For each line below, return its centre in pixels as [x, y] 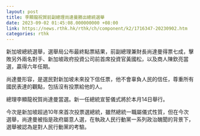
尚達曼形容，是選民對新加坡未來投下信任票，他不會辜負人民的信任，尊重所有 [100, 79]
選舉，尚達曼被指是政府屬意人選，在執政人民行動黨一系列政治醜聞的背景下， [100, 119]
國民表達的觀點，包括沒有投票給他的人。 [56, 86]
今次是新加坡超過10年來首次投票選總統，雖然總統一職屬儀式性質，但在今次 [98, 112]
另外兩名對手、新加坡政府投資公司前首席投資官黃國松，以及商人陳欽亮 [97, 59]
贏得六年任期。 [35, 67]
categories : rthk [28, 34]
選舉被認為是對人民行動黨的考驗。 [48, 127]
